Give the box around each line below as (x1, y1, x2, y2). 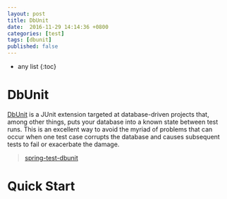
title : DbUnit (7, 17, 49, 24)
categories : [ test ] (7, 30, 65, 37)
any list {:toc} (17, 63, 56, 70)
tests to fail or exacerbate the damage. (7, 140, 120, 148)
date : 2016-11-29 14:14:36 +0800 (7, 23, 109, 30)
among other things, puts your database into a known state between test (7, 117, 219, 126)
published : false (7, 43, 59, 50)
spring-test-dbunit (24, 153, 79, 162)
